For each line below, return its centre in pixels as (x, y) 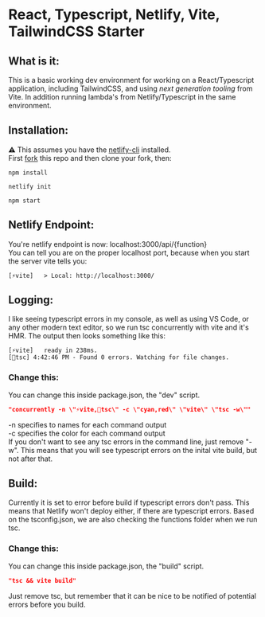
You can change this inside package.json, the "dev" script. (104, 395)
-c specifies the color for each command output (87, 433)
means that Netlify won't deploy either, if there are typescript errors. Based (131, 511)
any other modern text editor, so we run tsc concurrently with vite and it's (129, 327)
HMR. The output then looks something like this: (87, 336)
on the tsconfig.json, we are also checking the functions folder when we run (133, 520)
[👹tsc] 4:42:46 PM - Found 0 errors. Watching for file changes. (119, 357)
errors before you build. (47, 604)
